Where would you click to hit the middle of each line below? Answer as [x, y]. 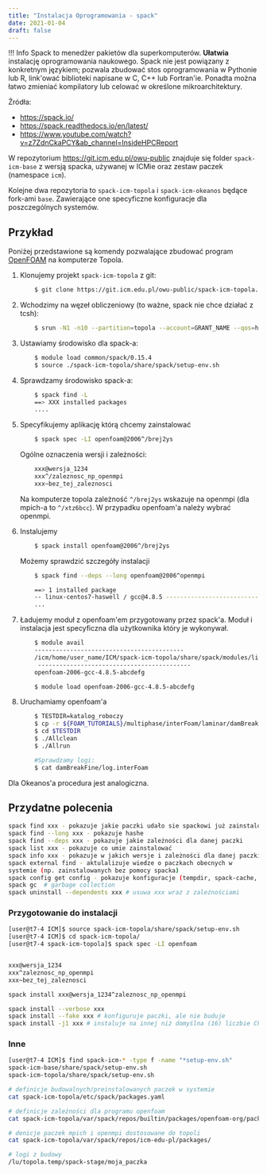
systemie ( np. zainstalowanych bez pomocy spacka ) [94, 871]
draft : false [30, 30]
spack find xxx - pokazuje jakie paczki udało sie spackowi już [117, 826]
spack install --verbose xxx [56, 1009]
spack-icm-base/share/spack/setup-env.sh [78, 1068]
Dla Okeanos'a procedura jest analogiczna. [79, 782]
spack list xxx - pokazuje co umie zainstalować [90, 848]
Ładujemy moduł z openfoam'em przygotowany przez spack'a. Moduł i [136, 620]
